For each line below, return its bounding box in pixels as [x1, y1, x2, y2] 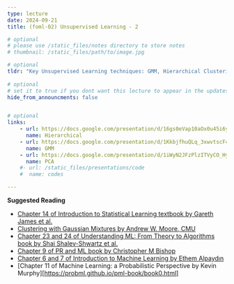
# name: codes [19, 171, 64, 178]
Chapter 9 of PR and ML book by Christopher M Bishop [17, 247, 176, 255]
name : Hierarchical [25, 132, 82, 139]
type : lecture [7, 10, 49, 17]
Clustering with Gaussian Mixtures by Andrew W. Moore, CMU [17, 225, 196, 232]
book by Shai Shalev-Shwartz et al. [17, 239, 118, 248]
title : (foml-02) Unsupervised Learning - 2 [7, 23, 139, 30]
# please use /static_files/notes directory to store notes [7, 43, 186, 50]
